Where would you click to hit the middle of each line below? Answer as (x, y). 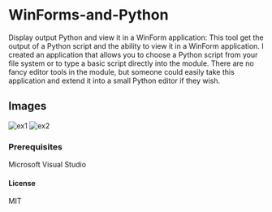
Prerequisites (35, 146)
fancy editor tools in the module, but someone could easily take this (122, 71)
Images (28, 106)
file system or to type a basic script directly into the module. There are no (131, 63)
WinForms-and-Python (89, 15)
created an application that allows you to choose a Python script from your (133, 54)
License (22, 183)
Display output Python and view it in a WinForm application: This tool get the (136, 37)
